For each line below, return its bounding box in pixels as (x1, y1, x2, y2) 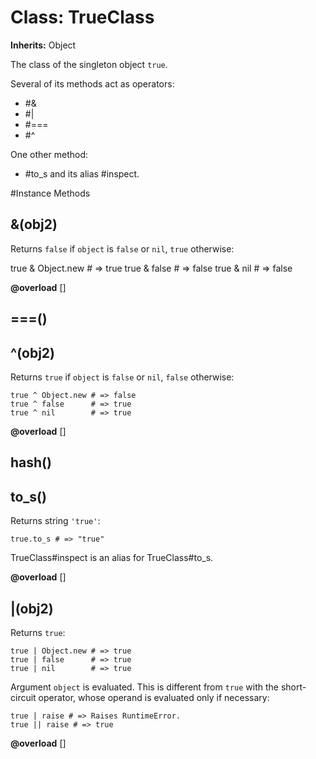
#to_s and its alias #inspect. (24, 167, 140, 180)
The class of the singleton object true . (10, 58, 168, 70)
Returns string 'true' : (10, 515, 101, 527)
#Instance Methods (10, 187, 91, 199)
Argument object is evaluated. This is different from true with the (10, 681, 279, 693)
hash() (10, 454, 52, 471)
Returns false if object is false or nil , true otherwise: (10, 242, 235, 255)
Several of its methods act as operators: (10, 77, 175, 90)
